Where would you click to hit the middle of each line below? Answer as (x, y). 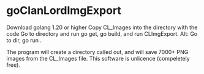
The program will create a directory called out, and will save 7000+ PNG (97, 52)
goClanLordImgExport (64, 11)
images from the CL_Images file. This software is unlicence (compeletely (98, 58)
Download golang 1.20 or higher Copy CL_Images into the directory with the (102, 27)
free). (13, 65)
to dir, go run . (24, 40)
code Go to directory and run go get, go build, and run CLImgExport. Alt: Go (102, 33)
